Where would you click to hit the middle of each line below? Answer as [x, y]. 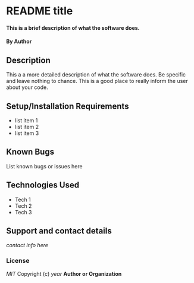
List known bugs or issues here [44, 166]
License [18, 261]
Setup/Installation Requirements [68, 106]
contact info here [27, 245]
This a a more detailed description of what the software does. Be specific [96, 75]
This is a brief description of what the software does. [73, 27]
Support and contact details [59, 231]
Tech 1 [23, 199]
